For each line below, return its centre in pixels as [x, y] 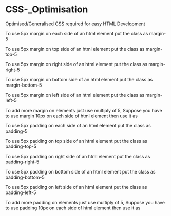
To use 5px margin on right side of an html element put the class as [77, 64]
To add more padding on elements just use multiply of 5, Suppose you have [85, 202]
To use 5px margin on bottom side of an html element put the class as [79, 79]
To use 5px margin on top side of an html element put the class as [75, 49]
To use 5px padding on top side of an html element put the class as [76, 141]
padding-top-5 [21, 146]
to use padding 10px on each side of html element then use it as [73, 208]
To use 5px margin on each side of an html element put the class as [77, 33]
